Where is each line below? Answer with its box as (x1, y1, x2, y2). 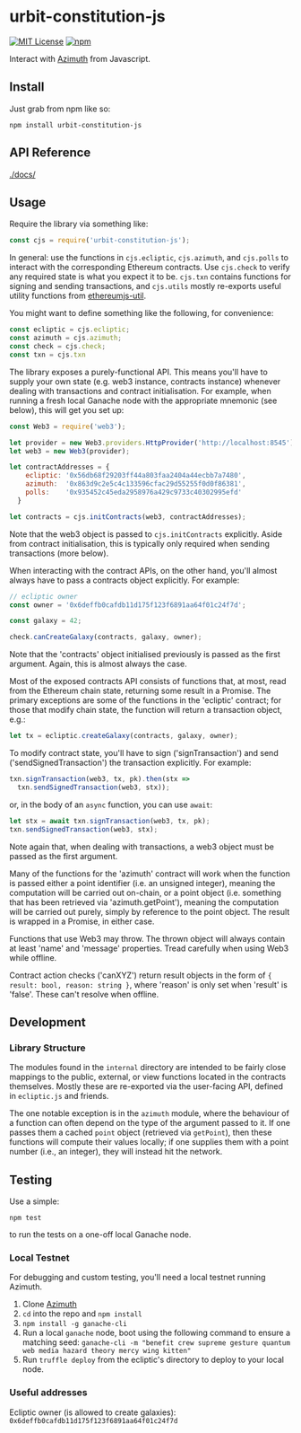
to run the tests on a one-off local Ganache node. (9, 1229, 192, 1240)
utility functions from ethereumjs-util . (9, 290, 147, 302)
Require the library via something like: (9, 218, 149, 230)
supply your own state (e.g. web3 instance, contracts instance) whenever (9, 375, 281, 387)
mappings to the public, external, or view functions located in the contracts (9, 1071, 287, 1083)
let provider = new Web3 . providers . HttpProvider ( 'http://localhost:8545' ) (9, 438, 295, 447)
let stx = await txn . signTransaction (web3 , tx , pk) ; (9, 816, 211, 825)
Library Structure (9, 1042, 86, 1054)
